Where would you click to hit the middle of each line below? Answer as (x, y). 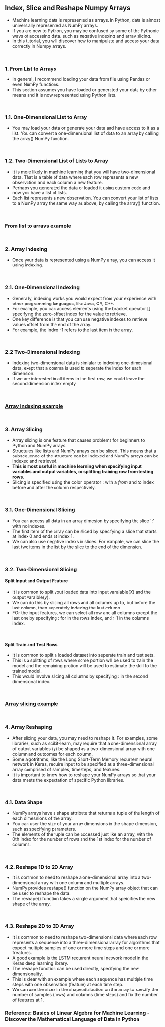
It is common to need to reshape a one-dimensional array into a (76, 877)
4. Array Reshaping (29, 727)
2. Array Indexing (26, 249)
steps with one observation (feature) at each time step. (68, 984)
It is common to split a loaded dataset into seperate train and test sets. (83, 655)
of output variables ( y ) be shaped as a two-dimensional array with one (83, 748)
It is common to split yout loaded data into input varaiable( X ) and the (82, 592)
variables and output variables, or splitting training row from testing (83, 472)
